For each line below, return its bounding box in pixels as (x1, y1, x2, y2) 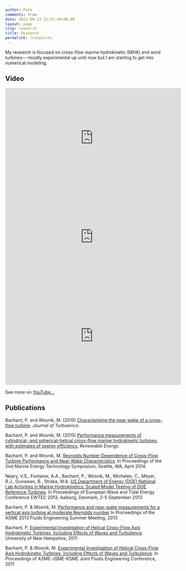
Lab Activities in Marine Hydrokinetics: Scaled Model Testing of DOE (5, 484, 146, 490)
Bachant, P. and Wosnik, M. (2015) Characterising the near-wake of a (5, 417, 148, 423)
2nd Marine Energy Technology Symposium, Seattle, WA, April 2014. (5, 463, 147, 469)
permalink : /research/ (5, 36, 53, 41)
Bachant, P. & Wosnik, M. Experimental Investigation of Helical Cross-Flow (5, 545, 159, 551)
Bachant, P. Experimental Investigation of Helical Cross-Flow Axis (5, 524, 140, 530)
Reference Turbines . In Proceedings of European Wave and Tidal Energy (5, 489, 155, 495)
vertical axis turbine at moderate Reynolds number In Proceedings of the (5, 509, 155, 515)
